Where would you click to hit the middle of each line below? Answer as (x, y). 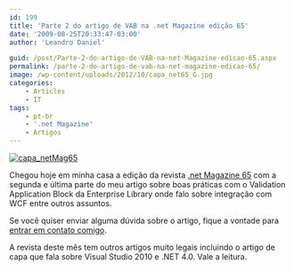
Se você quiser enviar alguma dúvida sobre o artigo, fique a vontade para (144, 220)
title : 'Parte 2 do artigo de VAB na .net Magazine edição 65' (129, 26)
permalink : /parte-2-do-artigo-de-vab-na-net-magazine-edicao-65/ (135, 67)
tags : (19, 108)
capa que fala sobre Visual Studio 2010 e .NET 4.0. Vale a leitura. (128, 257)
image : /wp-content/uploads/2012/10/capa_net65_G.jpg (111, 75)
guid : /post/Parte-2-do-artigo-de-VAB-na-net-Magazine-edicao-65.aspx (143, 59)
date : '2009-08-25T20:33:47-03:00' (75, 34)
